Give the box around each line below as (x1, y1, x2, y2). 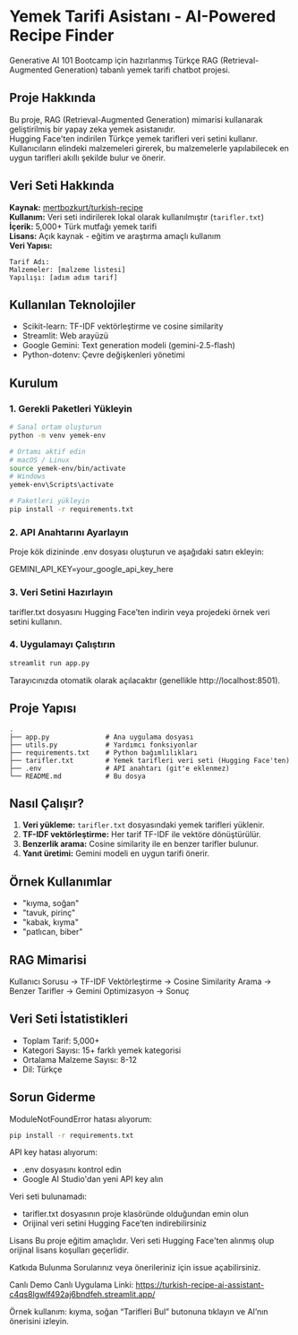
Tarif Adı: (9, 257, 50, 266)
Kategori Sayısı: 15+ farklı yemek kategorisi (21, 1045, 182, 1056)
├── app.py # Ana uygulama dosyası (9, 732, 194, 741)
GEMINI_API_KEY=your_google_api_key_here (9, 564, 174, 575)
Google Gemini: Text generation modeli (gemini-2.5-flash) (21, 340, 235, 351)
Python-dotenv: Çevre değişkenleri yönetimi (21, 349, 185, 360)
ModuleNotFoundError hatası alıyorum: (9, 1113, 152, 1125)
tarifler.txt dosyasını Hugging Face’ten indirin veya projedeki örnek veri (9, 606, 270, 617)
